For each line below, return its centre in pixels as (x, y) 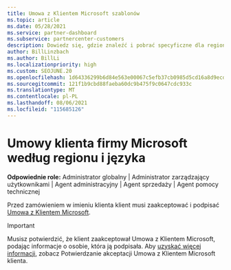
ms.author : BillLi (33, 58)
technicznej (23, 191)
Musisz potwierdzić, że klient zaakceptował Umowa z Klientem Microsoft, (111, 238)
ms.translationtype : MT (41, 90)
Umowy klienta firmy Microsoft (97, 143)
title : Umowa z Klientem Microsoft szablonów (73, 13)
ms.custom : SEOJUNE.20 (40, 71)
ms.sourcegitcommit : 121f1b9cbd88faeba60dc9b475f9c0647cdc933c (100, 84)
